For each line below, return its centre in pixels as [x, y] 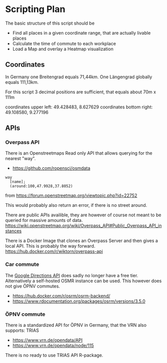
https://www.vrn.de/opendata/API [48, 340]
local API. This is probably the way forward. [50, 246]
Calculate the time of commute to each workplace [64, 43]
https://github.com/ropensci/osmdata [51, 168]
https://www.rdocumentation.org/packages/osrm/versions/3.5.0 [79, 301]
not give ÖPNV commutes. [33, 286]
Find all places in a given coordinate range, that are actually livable [81, 33]
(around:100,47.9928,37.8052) [41, 186]
